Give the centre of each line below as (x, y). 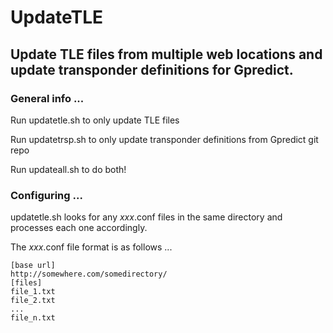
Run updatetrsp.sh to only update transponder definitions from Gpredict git (164, 139)
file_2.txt (33, 301)
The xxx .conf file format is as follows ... (91, 247)
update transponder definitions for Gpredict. (152, 69)
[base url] (33, 266)
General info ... (47, 98)
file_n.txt (33, 318)
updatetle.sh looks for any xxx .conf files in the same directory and (146, 217)
